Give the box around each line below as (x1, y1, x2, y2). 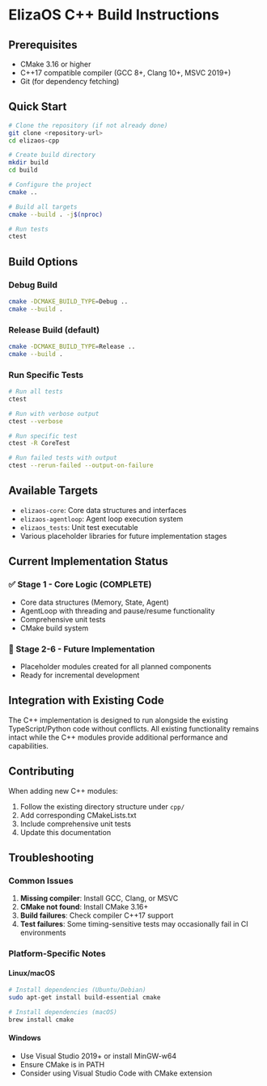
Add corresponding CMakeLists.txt (19, 810, 137, 820)
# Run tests (8, 225, 49, 233)
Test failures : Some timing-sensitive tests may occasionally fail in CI (19, 919, 248, 929)
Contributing (8, 765, 74, 778)
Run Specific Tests (8, 369, 83, 380)
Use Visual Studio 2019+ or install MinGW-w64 (19, 1051, 177, 1061)
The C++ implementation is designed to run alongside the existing (8, 715, 228, 725)
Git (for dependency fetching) (19, 77, 120, 86)
